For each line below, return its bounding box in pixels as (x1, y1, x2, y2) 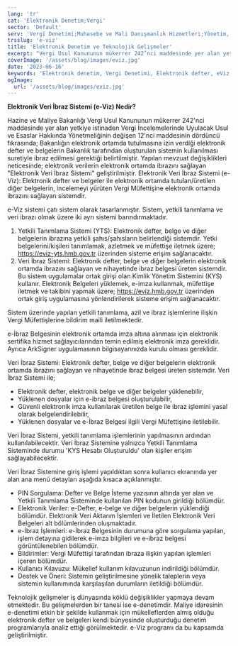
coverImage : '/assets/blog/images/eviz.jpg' (7, 57, 141, 64)
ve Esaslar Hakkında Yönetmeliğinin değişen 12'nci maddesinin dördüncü (7, 131, 220, 140)
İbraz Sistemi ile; (7, 373, 56, 382)
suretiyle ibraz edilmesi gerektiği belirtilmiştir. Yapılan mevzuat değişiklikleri (7, 154, 227, 163)
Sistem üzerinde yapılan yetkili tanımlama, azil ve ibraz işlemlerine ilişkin (7, 308, 218, 317)
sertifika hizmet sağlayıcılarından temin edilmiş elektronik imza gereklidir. (7, 337, 220, 346)
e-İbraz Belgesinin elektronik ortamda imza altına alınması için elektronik (7, 329, 218, 338)
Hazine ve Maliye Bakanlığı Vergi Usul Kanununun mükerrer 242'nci (7, 116, 205, 125)
